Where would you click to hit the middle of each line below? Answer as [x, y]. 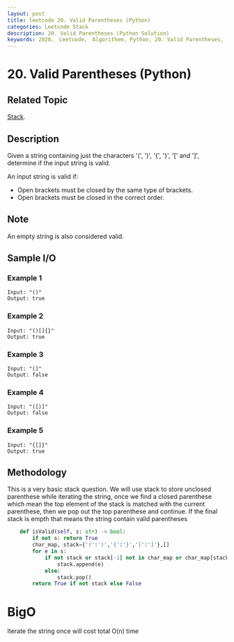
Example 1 [25, 278]
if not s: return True [65, 539]
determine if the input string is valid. [59, 163]
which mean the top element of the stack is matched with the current [106, 504]
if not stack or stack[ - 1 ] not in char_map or [113, 557]
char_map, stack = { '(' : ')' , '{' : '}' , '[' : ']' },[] [101, 545]
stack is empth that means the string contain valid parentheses [97, 519]
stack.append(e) [80, 564]
